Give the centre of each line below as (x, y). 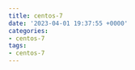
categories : (28, 31)
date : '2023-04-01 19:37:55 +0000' (68, 23)
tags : (17, 46)
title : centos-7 (36, 16)
